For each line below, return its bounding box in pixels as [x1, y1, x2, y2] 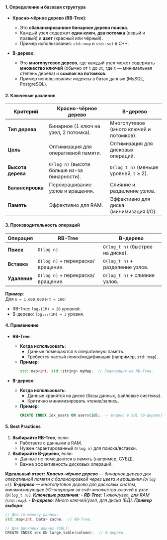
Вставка [7, 261, 28, 268]
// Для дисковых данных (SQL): [5, 526, 70, 531]
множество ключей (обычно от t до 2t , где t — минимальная [19, 65, 153, 71]
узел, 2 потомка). [49, 129, 91, 136]
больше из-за [49, 167, 83, 174]
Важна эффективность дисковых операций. [19, 461, 113, 467]
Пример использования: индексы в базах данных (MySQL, [19, 76, 145, 82]
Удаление [7, 274, 33, 281]
